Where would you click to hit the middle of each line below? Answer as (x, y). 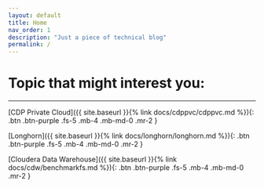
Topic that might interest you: (107, 83)
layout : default (35, 15)
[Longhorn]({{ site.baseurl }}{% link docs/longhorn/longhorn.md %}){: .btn (129, 136)
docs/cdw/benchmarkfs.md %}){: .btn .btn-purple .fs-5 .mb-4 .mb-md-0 (126, 168)
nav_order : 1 (29, 30)
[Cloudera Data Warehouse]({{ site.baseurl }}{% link (93, 159)
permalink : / (29, 45)
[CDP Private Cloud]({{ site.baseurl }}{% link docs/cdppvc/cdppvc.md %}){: (131, 112)
